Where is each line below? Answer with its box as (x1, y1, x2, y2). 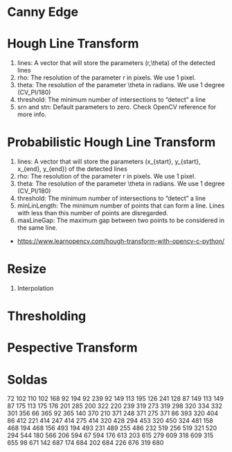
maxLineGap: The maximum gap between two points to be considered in (17, 216, 225, 225)
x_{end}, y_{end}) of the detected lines (17, 165, 128, 173)
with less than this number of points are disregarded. (17, 209, 168, 217)
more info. (17, 110, 47, 118)
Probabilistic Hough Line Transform (7, 134, 216, 150)
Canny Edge (7, 4, 78, 20)
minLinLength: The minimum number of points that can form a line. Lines (17, 201, 225, 210)
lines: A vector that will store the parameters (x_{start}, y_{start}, (17, 157, 201, 166)
